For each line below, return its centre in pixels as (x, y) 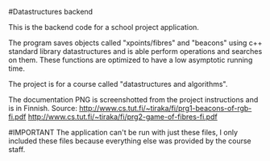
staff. (17, 149)
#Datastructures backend (51, 12)
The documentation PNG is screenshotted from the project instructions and (133, 99)
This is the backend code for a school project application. (104, 27)
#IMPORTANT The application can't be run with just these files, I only (123, 132)
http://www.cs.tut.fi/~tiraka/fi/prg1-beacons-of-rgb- (166, 108)
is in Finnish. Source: (43, 108)
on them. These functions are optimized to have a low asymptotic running (131, 60)
